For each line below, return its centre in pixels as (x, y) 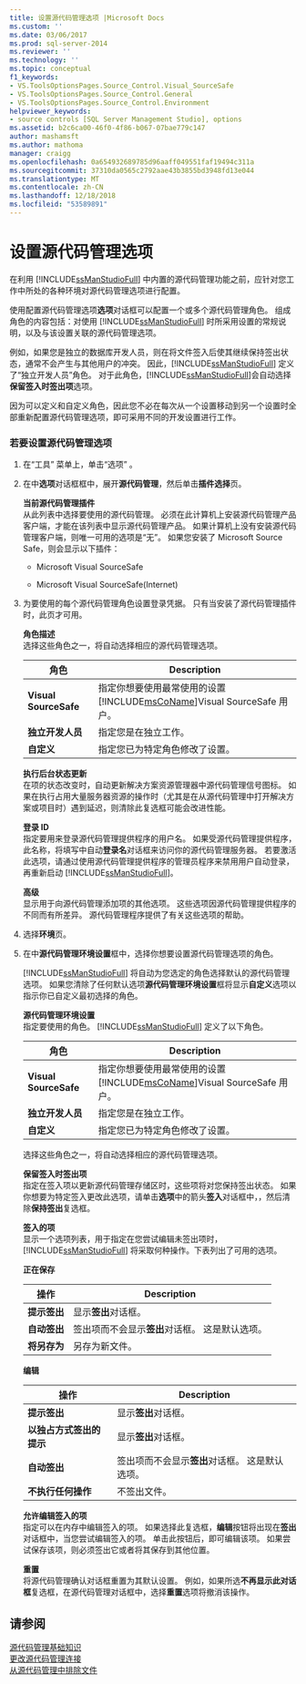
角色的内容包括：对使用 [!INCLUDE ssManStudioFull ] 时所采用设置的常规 (144, 321)
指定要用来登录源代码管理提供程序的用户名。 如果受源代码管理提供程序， (159, 838)
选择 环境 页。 (46, 934)
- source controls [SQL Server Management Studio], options (126, 119)
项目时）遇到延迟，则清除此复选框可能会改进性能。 (134, 808)
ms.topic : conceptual (51, 69)
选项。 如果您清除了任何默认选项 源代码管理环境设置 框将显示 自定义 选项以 (159, 984)
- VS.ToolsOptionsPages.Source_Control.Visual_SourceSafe (122, 86)
